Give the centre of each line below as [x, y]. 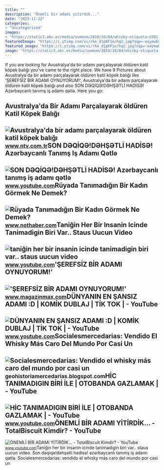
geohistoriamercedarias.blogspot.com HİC [61, 376]
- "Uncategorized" [24, 28]
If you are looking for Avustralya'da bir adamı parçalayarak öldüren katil [77, 65]
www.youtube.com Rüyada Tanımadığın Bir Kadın [76, 185]
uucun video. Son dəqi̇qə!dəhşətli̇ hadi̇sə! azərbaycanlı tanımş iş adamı [76, 453]
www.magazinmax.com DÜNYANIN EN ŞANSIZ [71, 296]
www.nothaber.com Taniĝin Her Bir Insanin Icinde [76, 225]
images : [13, 32]
